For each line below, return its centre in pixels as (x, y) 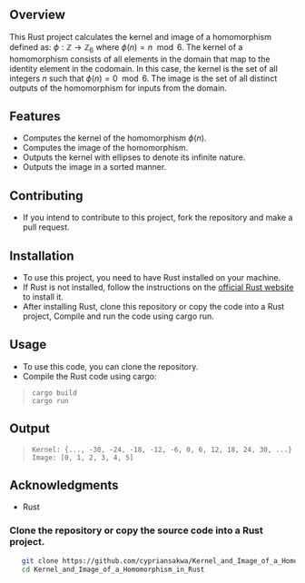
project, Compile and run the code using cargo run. (118, 316)
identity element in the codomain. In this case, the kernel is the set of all (144, 68)
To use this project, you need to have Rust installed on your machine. (152, 278)
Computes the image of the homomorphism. (105, 148)
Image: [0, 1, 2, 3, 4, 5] (83, 458)
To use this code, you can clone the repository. (110, 366)
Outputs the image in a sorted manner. (94, 167)
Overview (38, 15)
